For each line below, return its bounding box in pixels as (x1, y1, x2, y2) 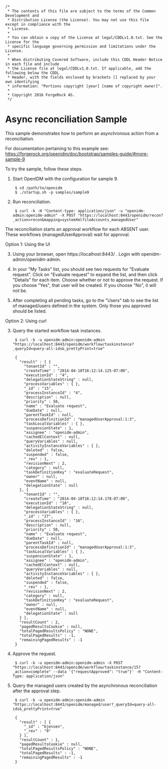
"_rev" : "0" (24, 728, 51, 733)
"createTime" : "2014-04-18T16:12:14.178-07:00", (24, 496, 130, 501)
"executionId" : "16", (24, 500, 71, 506)
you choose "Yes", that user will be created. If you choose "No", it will (12, 282, 156, 288)
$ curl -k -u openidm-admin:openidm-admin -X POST (15, 660, 123, 665)
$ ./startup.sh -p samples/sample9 (15, 190, 89, 195)
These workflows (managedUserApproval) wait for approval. (5, 231, 130, 238)
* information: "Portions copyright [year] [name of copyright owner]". (7, 84, 163, 89)
